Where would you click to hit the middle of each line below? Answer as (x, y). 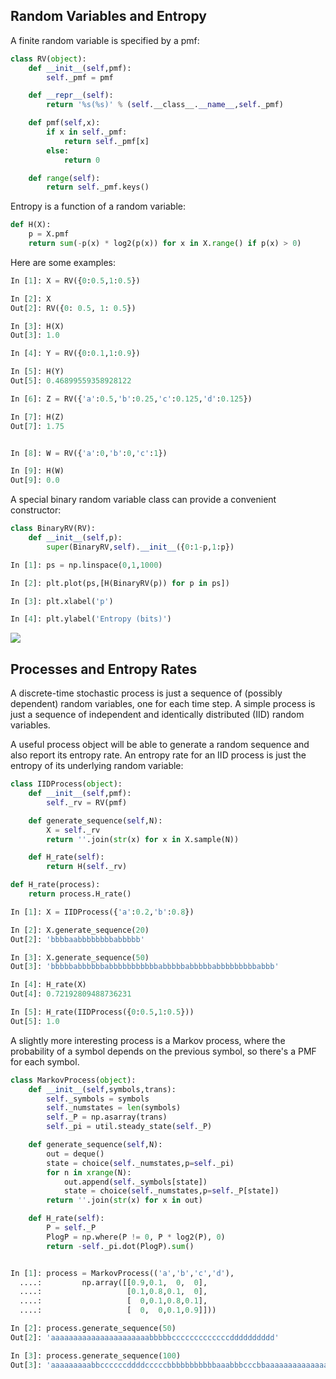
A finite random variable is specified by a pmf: (105, 40)
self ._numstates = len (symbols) (114, 1108)
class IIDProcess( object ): (66, 784)
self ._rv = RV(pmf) (87, 802)
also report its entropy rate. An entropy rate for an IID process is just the (158, 755)
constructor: (36, 510)
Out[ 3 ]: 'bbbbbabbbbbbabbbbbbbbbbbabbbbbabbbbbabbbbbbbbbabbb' (145, 967)
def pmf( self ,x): (64, 123)
